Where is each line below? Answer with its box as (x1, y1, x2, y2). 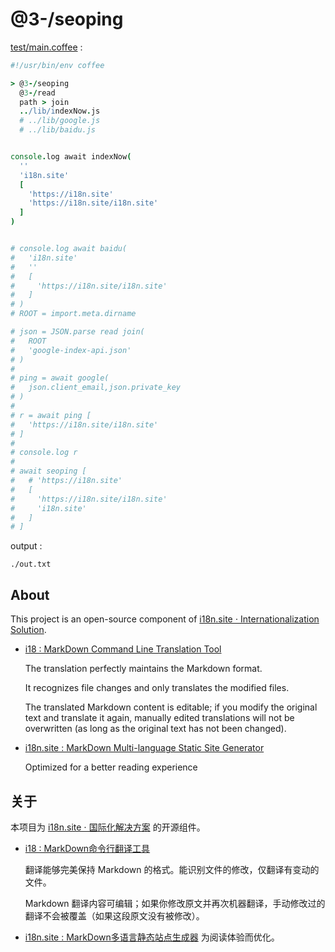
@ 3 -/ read (19, 88, 56, 98)
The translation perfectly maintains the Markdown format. (24, 663, 263, 675)
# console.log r (10, 448, 78, 458)
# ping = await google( (10, 373, 110, 383)
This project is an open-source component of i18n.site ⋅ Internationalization (10, 613, 320, 625)
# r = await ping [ (10, 410, 92, 420)
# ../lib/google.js (19, 116, 101, 126)
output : (10, 540, 43, 552)
